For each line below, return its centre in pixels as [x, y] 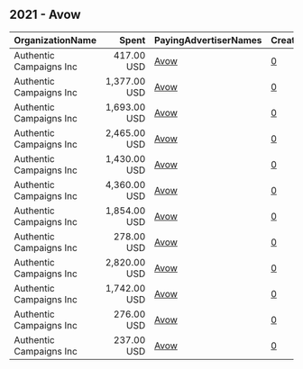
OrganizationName [55, 40]
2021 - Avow [45, 15]
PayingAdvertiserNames [208, 40]
